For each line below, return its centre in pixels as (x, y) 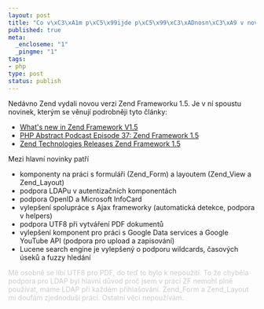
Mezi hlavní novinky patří (48, 158)
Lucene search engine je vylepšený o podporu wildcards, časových (129, 249)
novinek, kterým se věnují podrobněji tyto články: (88, 111)
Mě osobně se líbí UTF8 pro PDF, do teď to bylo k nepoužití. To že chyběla (128, 272)
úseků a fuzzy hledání (55, 257)
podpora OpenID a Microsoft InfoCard (81, 199)
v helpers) (36, 216)
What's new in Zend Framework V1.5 (79, 127)
